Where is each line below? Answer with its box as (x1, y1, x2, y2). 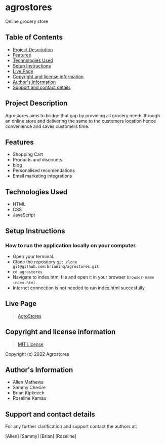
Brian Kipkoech (12, 390, 45, 396)
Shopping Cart (12, 151, 43, 157)
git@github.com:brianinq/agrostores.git (12, 264, 99, 269)
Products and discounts (12, 157, 62, 163)
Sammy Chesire (12, 385, 46, 391)
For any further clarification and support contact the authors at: (5, 423, 138, 430)
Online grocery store (5, 18, 49, 24)
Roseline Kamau (12, 395, 47, 401)
